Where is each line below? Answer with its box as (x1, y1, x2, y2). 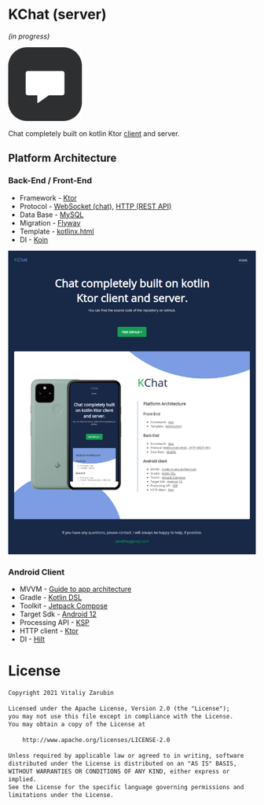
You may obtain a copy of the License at (8, 720, 146, 728)
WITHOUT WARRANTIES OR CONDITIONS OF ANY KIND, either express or (8, 767, 230, 775)
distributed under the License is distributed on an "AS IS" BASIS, (8, 759, 237, 767)
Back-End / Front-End (8, 175, 93, 186)
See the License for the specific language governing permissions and (8, 783, 244, 791)
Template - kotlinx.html (19, 226, 94, 236)
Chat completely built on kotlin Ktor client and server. (8, 128, 180, 138)
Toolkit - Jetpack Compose (19, 601, 108, 610)
